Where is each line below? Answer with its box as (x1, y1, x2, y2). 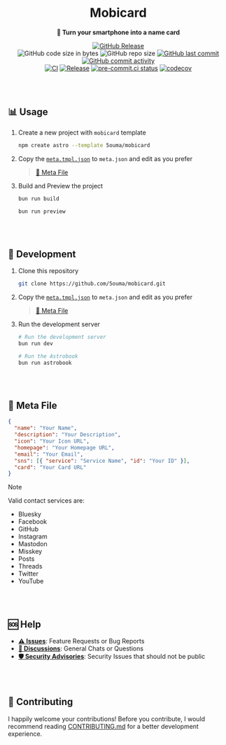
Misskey (17, 548, 43, 556)
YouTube (17, 577, 44, 585)
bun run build (17, 195, 59, 202)
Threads (17, 562, 43, 571)
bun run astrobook (17, 359, 72, 366)
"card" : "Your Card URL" (14, 464, 87, 471)
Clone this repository (17, 267, 79, 275)
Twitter (17, 569, 39, 578)
